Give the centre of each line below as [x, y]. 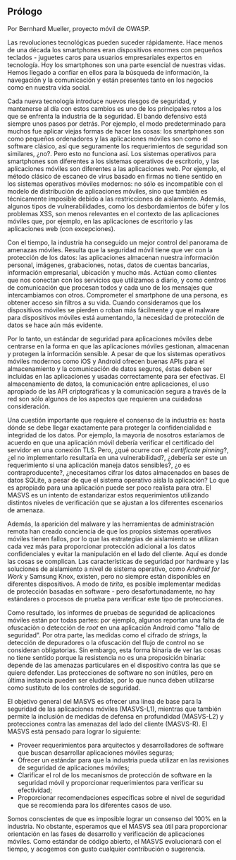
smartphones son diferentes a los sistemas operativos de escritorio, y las [113, 161]
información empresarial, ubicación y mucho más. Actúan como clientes [112, 272]
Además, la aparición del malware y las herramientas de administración [111, 524]
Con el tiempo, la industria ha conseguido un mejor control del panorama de [118, 242]
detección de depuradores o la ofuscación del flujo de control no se [106, 642]
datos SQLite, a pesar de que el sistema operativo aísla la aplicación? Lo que [118, 480]
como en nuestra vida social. [49, 87]
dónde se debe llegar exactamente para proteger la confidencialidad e [110, 428]
